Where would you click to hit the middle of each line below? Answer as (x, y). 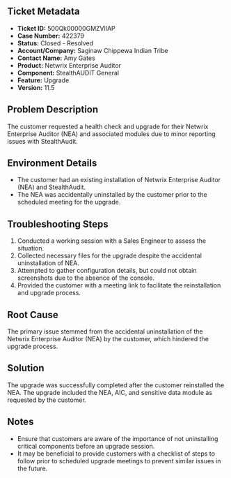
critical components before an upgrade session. (86, 446)
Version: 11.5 (36, 87)
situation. (30, 248)
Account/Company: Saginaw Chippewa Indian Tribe (93, 50)
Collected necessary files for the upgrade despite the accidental (109, 256)
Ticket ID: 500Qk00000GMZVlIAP (66, 28)
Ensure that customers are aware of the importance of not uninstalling (118, 438)
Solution (26, 368)
